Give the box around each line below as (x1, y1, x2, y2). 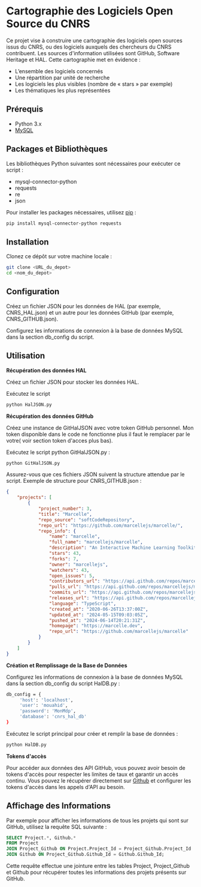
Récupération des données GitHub (6, 413, 94, 420)
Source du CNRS (6, 17, 90, 31)
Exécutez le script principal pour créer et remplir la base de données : (6, 730, 178, 737)
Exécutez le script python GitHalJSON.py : (6, 449, 111, 456)
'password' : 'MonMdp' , (19, 708, 77, 714)
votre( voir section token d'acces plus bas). (6, 437, 113, 444)
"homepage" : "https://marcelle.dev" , (48, 623, 144, 629)
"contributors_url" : (48, 578, 100, 584)
